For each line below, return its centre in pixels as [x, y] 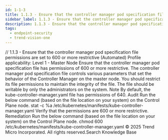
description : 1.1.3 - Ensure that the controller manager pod [71, 24]
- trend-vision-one [30, 38]
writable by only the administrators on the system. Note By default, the [78, 89]
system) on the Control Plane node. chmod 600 [54, 121]
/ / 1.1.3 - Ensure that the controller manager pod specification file [72, 52]
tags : [11, 29]
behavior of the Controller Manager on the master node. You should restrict [83, 79]
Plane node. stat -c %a [29, 105]
